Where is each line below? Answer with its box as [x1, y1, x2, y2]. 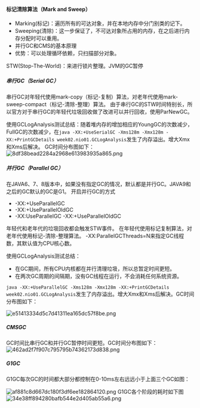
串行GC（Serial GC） [6, 77, 59, 84]
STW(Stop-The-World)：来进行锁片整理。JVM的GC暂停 [6, 63, 143, 70]
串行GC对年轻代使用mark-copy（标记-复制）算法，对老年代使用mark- [6, 93, 178, 101]
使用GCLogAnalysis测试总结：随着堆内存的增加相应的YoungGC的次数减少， [6, 121, 193, 128]
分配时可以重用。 [20, 35, 63, 42]
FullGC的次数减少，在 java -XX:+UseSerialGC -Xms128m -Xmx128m [6, 128, 164, 135]
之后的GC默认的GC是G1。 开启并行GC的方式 [6, 188, 116, 195]
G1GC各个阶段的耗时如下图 [117, 388, 184, 395]
